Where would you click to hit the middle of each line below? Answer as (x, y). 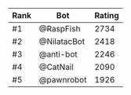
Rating (106, 15)
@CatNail (56, 67)
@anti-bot (58, 54)
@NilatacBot (62, 41)
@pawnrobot (63, 80)
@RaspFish (60, 29)
